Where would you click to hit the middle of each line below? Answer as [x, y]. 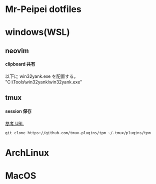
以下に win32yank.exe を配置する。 [42, 76]
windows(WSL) [37, 32]
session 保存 [18, 111]
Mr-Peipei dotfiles [43, 9]
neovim [17, 51]
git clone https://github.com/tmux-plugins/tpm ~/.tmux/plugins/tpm [78, 133]
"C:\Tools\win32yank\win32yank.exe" [44, 82]
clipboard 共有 [20, 64]
